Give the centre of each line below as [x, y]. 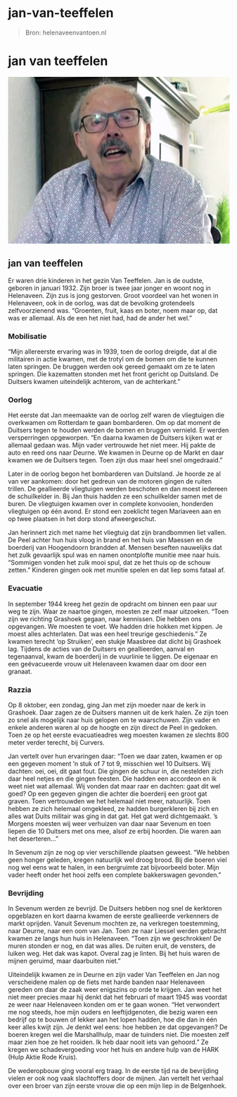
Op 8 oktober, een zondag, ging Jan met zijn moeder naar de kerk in [107, 705]
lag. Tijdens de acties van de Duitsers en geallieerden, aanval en [101, 649]
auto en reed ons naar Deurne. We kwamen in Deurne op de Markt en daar [116, 452]
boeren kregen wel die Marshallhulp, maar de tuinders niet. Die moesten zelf [118, 1035]
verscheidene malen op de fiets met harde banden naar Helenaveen [107, 982]
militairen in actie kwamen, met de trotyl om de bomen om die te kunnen [113, 359]
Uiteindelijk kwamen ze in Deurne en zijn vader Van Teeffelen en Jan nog [114, 975]
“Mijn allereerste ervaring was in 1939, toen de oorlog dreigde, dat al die [113, 352]
